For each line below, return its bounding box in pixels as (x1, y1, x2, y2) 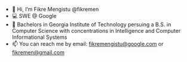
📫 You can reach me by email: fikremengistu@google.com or (11, 41, 164, 47)
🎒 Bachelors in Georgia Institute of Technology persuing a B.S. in (11, 21, 171, 28)
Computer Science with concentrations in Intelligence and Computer (11, 27, 181, 34)
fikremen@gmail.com (11, 49, 65, 56)
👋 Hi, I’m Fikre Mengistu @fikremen (11, 6, 99, 13)
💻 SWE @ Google (11, 13, 57, 19)
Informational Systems (11, 33, 68, 41)
